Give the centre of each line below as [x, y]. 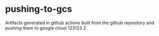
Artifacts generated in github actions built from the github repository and [80, 23]
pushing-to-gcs [39, 9]
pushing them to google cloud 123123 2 [46, 28]
